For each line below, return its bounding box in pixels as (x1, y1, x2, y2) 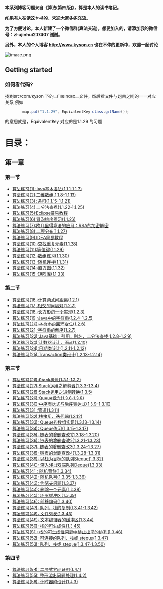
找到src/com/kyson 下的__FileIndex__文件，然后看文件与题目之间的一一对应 (5, 93, 156, 99)
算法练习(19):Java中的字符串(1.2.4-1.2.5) (12, 315, 93, 321)
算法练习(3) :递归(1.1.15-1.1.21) (12, 198, 71, 204)
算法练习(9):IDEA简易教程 (12, 235, 63, 241)
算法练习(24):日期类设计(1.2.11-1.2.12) (12, 345, 86, 351)
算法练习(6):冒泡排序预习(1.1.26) (12, 216, 76, 222)
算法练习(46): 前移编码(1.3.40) (12, 499, 73, 505)
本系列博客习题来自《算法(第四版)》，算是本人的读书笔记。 (5, 5, 122, 10)
